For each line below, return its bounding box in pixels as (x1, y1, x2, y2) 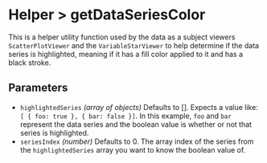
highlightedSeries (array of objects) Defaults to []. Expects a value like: (19, 102, 259, 112)
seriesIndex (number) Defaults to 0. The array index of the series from (19, 137, 254, 146)
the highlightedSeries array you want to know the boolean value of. (19, 145, 246, 154)
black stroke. (8, 58, 51, 67)
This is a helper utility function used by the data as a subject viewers (8, 32, 236, 42)
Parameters (8, 81, 68, 95)
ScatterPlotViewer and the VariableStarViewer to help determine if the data (8, 40, 260, 50)
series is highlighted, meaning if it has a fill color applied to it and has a (8, 49, 244, 59)
